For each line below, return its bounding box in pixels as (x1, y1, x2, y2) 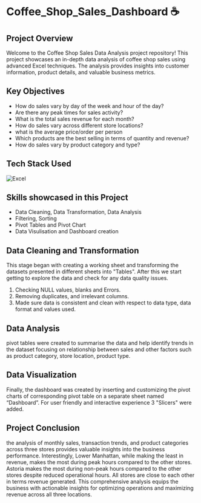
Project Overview (6, 33, 73, 43)
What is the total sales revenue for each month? (15, 115, 134, 122)
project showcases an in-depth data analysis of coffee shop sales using (6, 56, 186, 63)
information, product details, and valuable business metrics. (6, 69, 156, 76)
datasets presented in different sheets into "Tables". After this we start (6, 268, 182, 275)
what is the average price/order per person (15, 128, 123, 135)
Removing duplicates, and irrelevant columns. (15, 293, 129, 300)
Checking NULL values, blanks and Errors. (15, 286, 121, 293)
